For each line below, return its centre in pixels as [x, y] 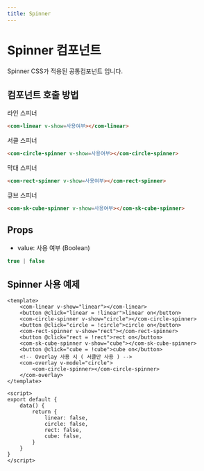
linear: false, [66, 418]
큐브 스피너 [22, 195]
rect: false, [63, 430]
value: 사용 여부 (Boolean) [53, 247]
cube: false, [63, 436]
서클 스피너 [22, 141]
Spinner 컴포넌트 [54, 50]
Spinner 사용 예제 [44, 284]
